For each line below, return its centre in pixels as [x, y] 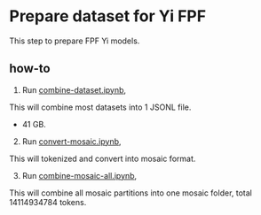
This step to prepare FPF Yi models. [75, 41]
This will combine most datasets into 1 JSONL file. [100, 107]
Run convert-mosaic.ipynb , [71, 141]
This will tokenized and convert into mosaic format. [103, 158]
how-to [30, 69]
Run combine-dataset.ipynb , [74, 89]
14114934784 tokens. [48, 202]
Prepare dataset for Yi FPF [108, 16]
